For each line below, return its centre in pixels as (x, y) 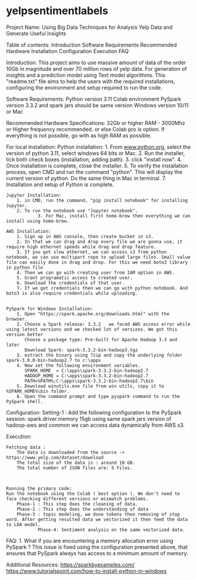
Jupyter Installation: (34, 195)
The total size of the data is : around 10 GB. (76, 463)
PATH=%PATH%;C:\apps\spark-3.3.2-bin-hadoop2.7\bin (89, 381)
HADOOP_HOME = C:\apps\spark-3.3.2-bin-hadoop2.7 (86, 375)
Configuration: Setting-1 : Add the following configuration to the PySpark (94, 412)
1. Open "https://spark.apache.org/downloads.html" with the (93, 314)
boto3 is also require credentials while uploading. (72, 293)
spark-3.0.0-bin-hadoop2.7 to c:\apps (54, 360)
